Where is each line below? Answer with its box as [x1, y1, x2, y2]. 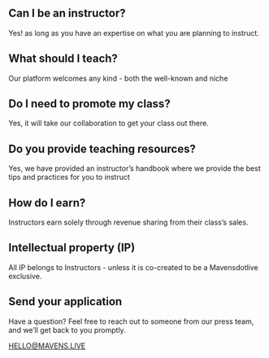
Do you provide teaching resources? [8, 142, 197, 155]
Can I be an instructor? [8, 7, 126, 20]
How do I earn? [8, 195, 86, 210]
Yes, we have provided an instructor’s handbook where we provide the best [8, 164, 262, 173]
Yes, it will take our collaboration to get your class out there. [8, 118, 209, 129]
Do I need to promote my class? [8, 97, 171, 111]
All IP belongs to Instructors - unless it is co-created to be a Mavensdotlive [8, 262, 258, 272]
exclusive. [8, 271, 42, 281]
